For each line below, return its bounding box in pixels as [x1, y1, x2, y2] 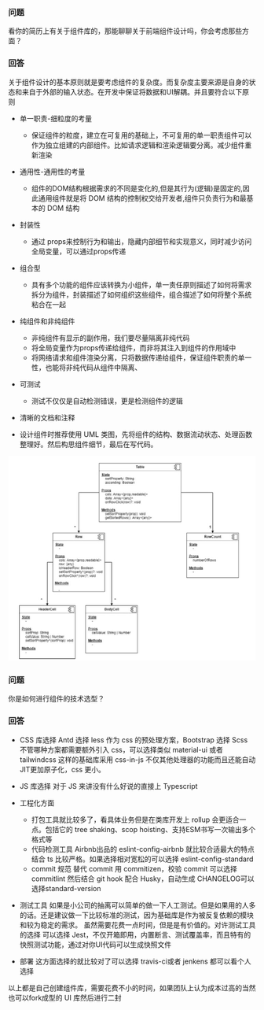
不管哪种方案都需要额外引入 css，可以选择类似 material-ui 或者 [19, 745, 224, 754]
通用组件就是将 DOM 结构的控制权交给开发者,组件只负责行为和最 [38, 193, 247, 202]
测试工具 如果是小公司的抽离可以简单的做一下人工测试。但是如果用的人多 [19, 900, 256, 910]
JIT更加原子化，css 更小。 [19, 764, 106, 774]
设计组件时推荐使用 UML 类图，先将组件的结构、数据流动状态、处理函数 [19, 429, 253, 438]
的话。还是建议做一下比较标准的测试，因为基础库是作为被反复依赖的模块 [19, 910, 254, 919]
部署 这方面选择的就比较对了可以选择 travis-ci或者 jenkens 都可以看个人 [19, 956, 251, 966]
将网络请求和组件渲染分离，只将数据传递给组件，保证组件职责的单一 [31, 353, 252, 362]
